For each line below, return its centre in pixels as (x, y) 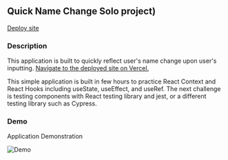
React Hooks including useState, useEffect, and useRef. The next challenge (114, 89)
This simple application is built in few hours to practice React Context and (112, 81)
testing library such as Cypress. (52, 103)
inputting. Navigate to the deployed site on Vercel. (78, 68)
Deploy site (23, 28)
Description (27, 46)
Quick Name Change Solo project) (82, 11)
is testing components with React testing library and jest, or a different (107, 97)
